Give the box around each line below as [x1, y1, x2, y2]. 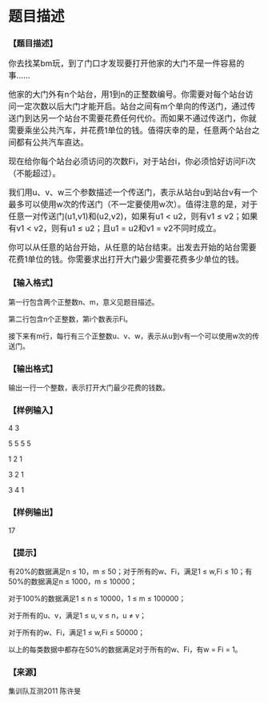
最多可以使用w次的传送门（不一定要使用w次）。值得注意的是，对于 [8, 199, 258, 210]
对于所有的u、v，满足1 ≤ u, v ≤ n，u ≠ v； [8, 610, 146, 620]
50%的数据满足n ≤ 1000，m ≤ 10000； [8, 577, 138, 586]
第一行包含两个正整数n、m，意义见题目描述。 [8, 297, 159, 306]
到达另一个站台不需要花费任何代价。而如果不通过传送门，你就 [24, 113, 258, 124]
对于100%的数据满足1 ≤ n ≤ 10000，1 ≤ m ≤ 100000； [8, 593, 186, 603]
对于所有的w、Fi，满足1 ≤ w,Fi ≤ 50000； [8, 627, 146, 637]
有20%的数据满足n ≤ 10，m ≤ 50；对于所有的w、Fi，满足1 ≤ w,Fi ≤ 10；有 [8, 566, 253, 576]
